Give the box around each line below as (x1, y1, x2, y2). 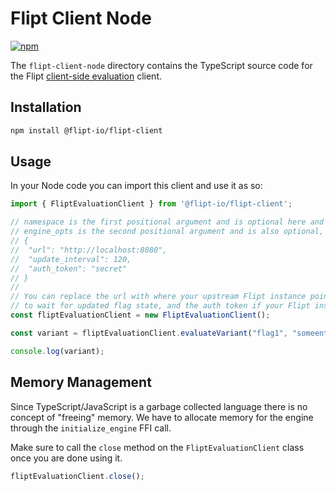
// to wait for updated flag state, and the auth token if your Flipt (10, 301, 311, 311)
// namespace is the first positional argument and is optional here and (10, 217, 325, 227)
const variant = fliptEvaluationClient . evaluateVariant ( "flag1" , (10, 328, 288, 338)
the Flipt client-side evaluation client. (10, 70, 162, 82)
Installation (10, 99, 82, 116)
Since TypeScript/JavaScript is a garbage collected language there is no (10, 400, 308, 412)
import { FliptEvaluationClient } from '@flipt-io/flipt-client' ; (10, 199, 293, 209)
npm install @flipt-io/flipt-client (10, 125, 163, 136)
